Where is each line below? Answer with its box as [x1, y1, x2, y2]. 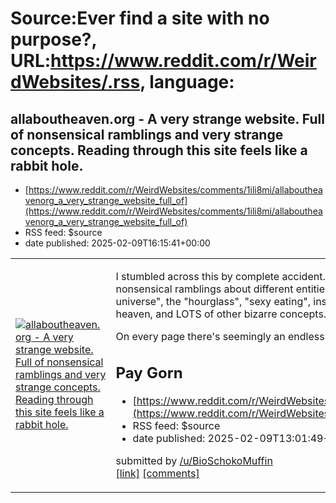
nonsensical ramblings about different [115, 282, 294, 296]
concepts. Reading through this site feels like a [10, 142, 308, 159]
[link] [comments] [115, 466, 200, 480]
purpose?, [10, 28, 98, 51]
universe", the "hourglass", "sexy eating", [115, 295, 311, 308]
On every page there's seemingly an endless [115, 330, 325, 343]
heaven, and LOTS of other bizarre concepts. [115, 307, 327, 321]
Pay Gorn [115, 363, 183, 382]
